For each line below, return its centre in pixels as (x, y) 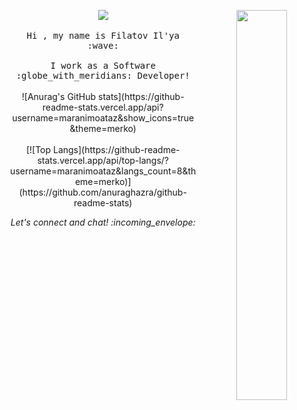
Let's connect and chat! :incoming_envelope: (103, 222)
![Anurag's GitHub (59, 96)
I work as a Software (103, 65)
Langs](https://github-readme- (116, 149)
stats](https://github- (141, 96)
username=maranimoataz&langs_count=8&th (103, 171)
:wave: (103, 45)
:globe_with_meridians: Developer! (103, 75)
